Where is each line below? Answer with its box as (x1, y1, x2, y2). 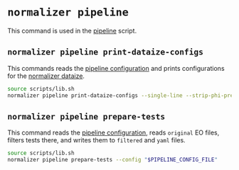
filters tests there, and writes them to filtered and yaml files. (7, 136, 186, 144)
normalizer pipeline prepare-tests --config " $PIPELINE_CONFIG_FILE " (7, 157, 218, 164)
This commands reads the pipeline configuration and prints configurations (7, 64, 225, 72)
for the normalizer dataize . (7, 72, 85, 80)
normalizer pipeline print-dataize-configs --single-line (7, 91, 183, 99)
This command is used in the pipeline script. (7, 26, 137, 35)
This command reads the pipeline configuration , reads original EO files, (7, 128, 220, 137)
